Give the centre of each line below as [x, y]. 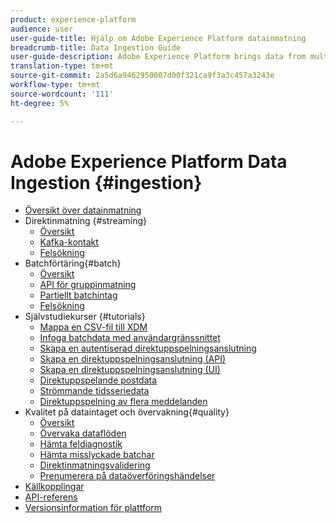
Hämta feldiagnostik [81, 444]
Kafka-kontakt [69, 242]
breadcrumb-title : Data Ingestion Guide [96, 47]
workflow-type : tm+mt [55, 85]
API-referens [51, 497]
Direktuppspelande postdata [98, 380]
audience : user [42, 29]
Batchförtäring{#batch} [73, 263]
